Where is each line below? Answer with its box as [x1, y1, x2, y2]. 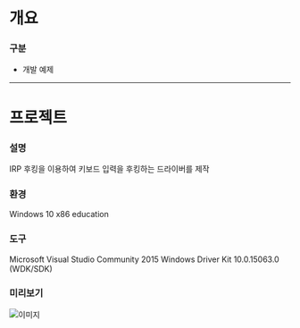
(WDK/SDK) [9, 263, 54, 273]
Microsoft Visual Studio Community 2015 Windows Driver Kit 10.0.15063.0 [9, 254, 279, 265]
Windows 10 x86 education [9, 209, 109, 220]
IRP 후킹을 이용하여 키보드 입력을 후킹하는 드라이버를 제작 [9, 163, 210, 174]
